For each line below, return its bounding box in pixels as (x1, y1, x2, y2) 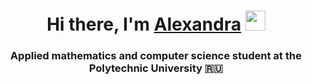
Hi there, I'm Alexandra (46, 13, 242, 36)
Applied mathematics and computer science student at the (10, 49, 302, 63)
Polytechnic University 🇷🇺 (89, 61, 223, 75)
